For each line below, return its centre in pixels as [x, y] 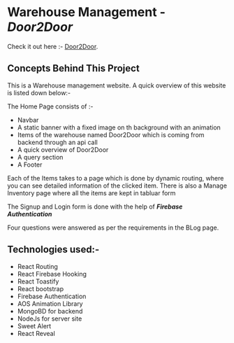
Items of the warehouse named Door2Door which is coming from [111, 134]
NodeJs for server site [50, 318]
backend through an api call [57, 142]
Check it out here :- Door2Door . [53, 46]
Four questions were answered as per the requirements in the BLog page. [113, 227]
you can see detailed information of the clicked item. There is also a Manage [117, 185]
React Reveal [36, 333]
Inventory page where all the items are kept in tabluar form [92, 192]
